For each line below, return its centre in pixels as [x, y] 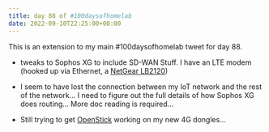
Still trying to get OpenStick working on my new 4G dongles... [123, 119]
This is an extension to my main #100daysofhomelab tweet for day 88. [126, 46]
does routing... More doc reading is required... [97, 104]
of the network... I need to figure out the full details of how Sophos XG [137, 95]
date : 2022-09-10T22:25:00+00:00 [65, 23]
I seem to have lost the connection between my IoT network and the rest [141, 87]
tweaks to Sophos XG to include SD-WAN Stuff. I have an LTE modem [136, 62]
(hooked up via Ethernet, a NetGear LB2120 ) [94, 70]
